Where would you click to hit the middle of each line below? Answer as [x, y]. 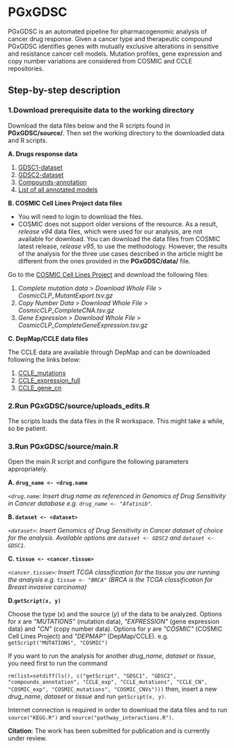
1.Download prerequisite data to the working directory [101, 110]
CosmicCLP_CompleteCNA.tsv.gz [66, 310]
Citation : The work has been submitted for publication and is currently [109, 731]
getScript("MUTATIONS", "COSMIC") [58, 643]
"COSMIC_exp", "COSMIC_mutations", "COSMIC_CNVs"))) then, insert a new [112, 689]
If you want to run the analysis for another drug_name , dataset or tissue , [112, 656]
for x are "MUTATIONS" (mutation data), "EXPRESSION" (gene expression [114, 622]
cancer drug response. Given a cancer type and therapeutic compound [110, 38]
